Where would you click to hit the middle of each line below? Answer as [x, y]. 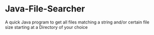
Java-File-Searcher [45, 9]
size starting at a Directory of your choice [46, 27]
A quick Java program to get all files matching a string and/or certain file [77, 22]
